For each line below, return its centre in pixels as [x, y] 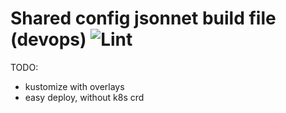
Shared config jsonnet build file [143, 18]
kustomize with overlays [74, 86]
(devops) [48, 39]
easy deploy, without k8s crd [84, 97]
